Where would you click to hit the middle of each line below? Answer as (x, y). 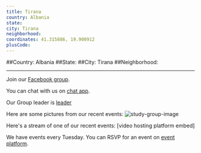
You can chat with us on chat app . (48, 91)
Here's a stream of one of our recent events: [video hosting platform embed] (100, 126)
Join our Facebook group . (38, 79)
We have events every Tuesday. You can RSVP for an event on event (91, 137)
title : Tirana (24, 12)
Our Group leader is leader (39, 102)
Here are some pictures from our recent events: (65, 114)
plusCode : (19, 45)
